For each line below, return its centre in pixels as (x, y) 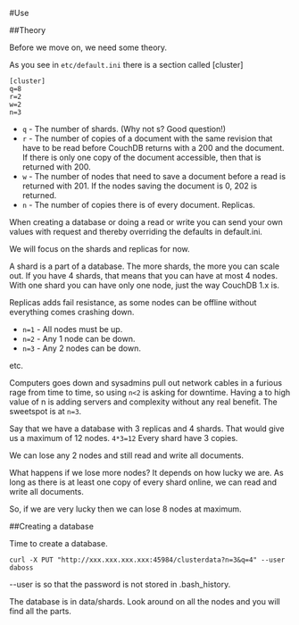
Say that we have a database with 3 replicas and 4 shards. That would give (147, 429)
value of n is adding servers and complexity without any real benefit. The (144, 402)
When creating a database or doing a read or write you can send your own (146, 222)
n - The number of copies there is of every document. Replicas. (139, 205)
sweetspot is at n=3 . (46, 411)
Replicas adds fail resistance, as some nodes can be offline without (133, 302)
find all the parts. (40, 611)
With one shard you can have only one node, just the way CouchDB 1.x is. (144, 285)
